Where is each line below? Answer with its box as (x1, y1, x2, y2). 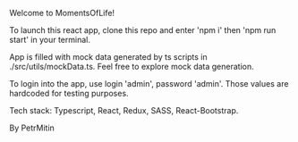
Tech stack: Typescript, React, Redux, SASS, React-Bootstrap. (9, 105, 239, 115)
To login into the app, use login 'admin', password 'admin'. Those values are (9, 79, 289, 88)
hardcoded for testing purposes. (9, 88, 129, 98)
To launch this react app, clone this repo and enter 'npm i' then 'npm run (9, 25, 277, 35)
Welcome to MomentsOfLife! (9, 8, 115, 18)
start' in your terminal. (9, 35, 91, 45)
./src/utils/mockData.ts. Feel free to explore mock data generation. (9, 62, 255, 71)
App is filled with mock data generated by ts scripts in (9, 52, 208, 62)
